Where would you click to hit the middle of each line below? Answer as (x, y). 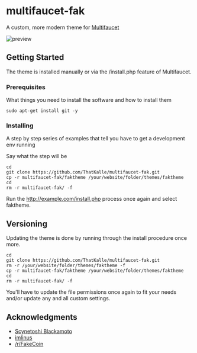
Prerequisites (26, 87)
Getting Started (35, 57)
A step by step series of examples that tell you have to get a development (96, 139)
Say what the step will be (37, 156)
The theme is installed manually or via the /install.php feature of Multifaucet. (99, 72)
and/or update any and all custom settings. (58, 299)
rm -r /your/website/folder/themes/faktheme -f (66, 266)
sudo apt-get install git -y (42, 111)
